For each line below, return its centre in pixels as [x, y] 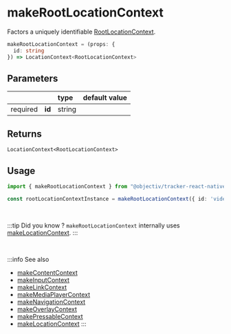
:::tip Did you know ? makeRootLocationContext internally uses [93, 225]
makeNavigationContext [51, 302]
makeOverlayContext [47, 309]
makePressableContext [50, 316]
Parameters [33, 78]
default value [105, 98]
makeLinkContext [42, 287]
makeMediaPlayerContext [54, 294]
